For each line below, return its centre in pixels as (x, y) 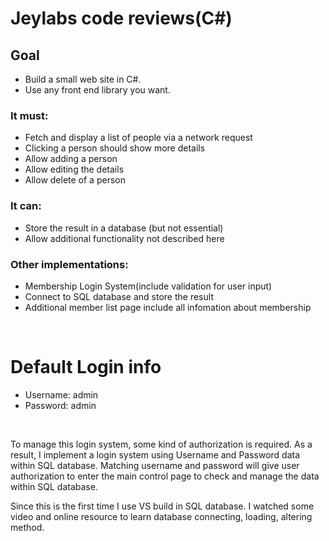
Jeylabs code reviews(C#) (121, 18)
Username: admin (61, 394)
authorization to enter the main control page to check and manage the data (165, 476)
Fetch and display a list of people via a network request (138, 138)
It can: (26, 206)
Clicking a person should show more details (115, 148)
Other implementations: (69, 264)
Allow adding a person (71, 159)
